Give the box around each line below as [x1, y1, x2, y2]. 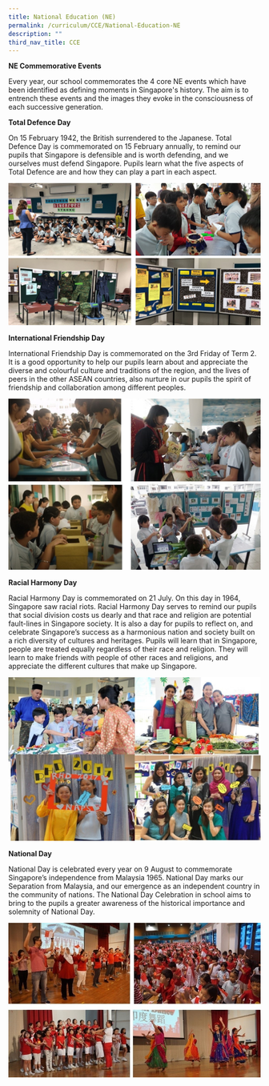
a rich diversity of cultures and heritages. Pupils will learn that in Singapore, [8, 636, 258, 646]
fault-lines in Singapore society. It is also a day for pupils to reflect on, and [8, 619, 254, 628]
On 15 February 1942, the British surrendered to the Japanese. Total [8, 133, 232, 143]
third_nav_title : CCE [8, 38, 81, 46]
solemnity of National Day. [8, 907, 95, 916]
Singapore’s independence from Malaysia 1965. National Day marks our [8, 873, 244, 883]
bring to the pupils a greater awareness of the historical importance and [8, 899, 246, 908]
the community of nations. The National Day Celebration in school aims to [8, 890, 251, 900]
